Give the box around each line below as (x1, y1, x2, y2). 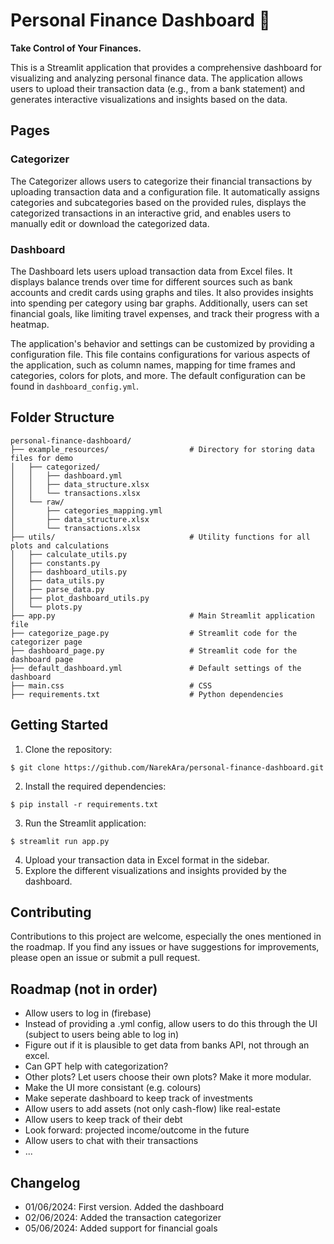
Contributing (10, 904, 92, 921)
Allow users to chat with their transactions (24, 1135, 199, 1147)
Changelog (10, 1174, 81, 1191)
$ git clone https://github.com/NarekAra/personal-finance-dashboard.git (10, 762, 325, 773)
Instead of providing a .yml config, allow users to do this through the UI (24, 1018, 318, 1030)
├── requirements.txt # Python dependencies (10, 689, 284, 699)
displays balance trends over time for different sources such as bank (10, 275, 293, 288)
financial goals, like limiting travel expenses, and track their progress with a (10, 307, 320, 319)
